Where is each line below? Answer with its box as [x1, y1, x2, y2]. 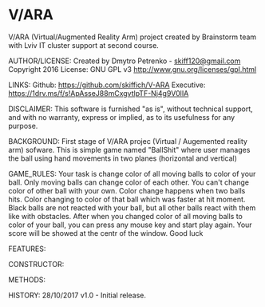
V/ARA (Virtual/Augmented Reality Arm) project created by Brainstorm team [8, 32, 257, 42]
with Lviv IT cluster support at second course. [8, 40, 160, 50]
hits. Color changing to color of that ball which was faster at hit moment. [8, 194, 246, 204]
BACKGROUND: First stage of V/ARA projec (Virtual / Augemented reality [8, 136, 247, 146]
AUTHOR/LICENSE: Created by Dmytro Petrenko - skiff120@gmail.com [8, 56, 241, 66]
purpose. [8, 121, 38, 130]
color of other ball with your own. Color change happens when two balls [8, 185, 246, 195]
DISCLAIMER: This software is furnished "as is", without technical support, [8, 104, 253, 114]
